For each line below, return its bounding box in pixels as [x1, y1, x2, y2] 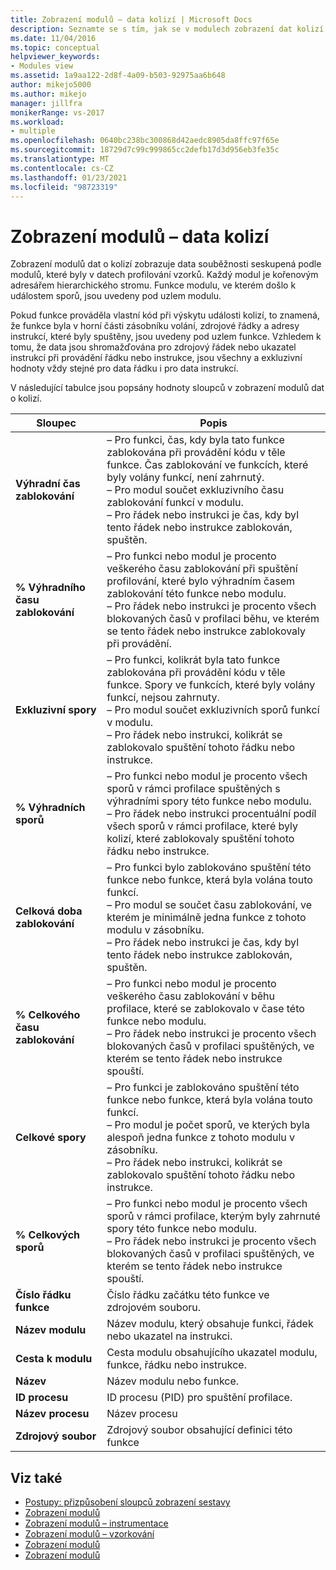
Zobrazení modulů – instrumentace [24, 1517, 169, 1530]
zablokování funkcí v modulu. [106, 496, 244, 510]
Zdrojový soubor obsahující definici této [106, 1423, 293, 1437]
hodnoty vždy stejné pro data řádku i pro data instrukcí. [10, 362, 239, 375]
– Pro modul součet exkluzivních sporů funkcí [106, 703, 320, 717]
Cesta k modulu [15, 1352, 93, 1366]
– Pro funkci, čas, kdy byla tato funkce [106, 433, 285, 447]
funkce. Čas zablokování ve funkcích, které [106, 458, 309, 472]
